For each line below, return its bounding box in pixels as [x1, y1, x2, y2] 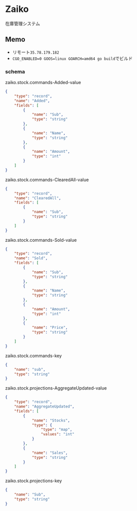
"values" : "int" [40, 432, 75, 437]
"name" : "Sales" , [31, 450, 68, 455]
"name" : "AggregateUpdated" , [14, 404, 75, 409]
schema [5, 68, 25, 75]
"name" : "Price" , [31, 325, 68, 330]
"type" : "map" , [40, 427, 72, 432]
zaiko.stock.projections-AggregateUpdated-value [5, 385, 107, 391]
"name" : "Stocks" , [31, 418, 70, 423]
